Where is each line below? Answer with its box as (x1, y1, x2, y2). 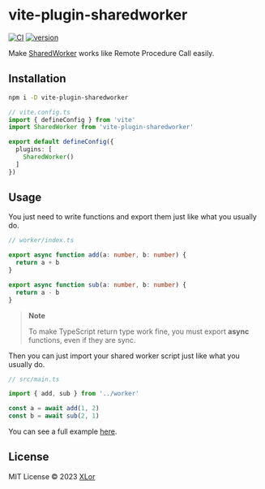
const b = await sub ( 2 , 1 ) (8, 412, 100, 420)
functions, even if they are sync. (28, 335, 136, 344)
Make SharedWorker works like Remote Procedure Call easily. (8, 48, 215, 58)
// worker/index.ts (8, 236, 75, 244)
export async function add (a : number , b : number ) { (8, 251, 186, 259)
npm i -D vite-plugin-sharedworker (8, 93, 129, 102)
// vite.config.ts (8, 108, 71, 116)
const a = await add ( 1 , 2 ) (8, 405, 100, 413)
